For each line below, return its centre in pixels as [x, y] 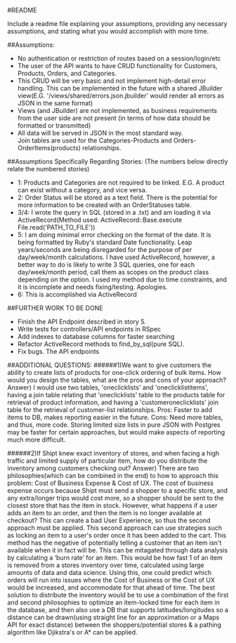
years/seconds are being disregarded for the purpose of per [105, 250]
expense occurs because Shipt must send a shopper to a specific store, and [118, 490]
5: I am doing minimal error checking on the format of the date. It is [114, 235]
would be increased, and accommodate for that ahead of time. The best [111, 588]
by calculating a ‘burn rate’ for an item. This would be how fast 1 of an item [115, 558]
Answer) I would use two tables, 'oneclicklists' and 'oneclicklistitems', [108, 387]
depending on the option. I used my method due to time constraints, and [122, 279]
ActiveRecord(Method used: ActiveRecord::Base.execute [100, 220]
